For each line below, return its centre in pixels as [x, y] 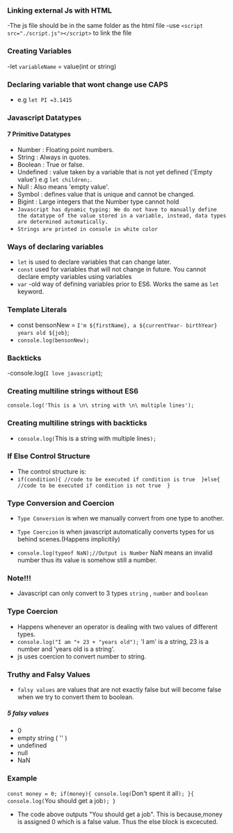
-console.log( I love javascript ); [55, 373]
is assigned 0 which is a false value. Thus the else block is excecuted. [118, 822]
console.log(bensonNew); [53, 340]
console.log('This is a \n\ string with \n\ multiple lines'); [101, 406]
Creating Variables [39, 51]
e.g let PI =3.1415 [45, 99]
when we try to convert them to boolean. [75, 697]
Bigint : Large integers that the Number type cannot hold [98, 202]
